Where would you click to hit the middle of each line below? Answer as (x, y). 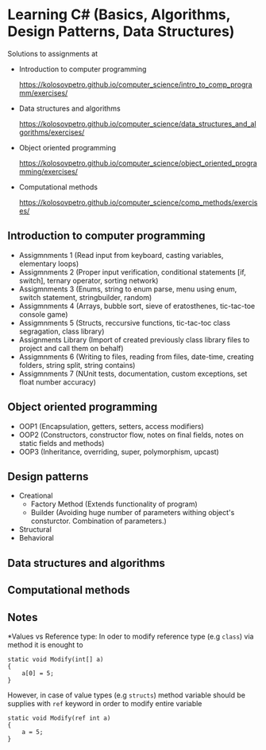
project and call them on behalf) (71, 348)
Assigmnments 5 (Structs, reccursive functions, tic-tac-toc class (125, 322)
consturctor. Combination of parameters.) (99, 521)
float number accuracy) (58, 382)
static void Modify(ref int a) (59, 718)
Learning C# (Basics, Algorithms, (119, 15)
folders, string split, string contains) (77, 365)
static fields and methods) (62, 443)
